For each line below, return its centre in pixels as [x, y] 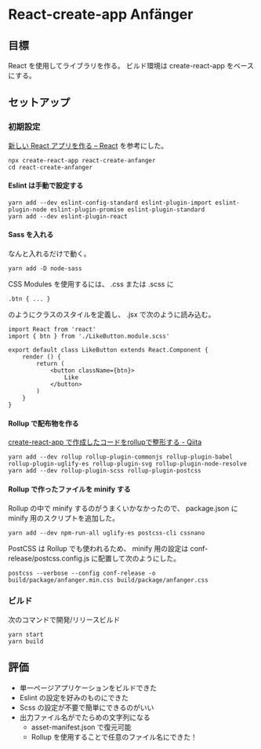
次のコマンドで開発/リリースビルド [64, 619]
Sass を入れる [31, 235]
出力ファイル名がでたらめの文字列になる [85, 717]
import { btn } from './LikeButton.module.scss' [89, 336]
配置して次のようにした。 [139, 558]
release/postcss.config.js [49, 558]
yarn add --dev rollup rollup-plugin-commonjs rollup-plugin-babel [121, 457]
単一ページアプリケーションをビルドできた [88, 688]
